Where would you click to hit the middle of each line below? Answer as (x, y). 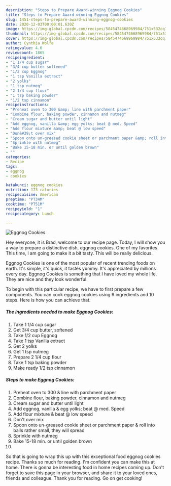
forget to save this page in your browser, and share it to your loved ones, (82, 473)
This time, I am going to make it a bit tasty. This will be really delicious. (79, 253)
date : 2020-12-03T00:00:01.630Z (40, 24)
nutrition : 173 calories (32, 190)
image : (13, 29)
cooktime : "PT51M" (25, 204)
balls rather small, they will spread (49, 430)
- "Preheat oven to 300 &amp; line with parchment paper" (68, 110)
